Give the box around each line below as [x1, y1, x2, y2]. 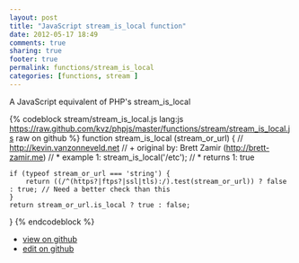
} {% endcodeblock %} [9, 216, 95, 227]
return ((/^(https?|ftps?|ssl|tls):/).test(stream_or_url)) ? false [25, 177, 287, 186]
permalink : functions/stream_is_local [9, 64, 154, 73]
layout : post [9, 13, 58, 22]
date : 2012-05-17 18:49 [9, 30, 99, 39]
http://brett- [225, 142, 270, 153]
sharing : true [9, 47, 63, 56]
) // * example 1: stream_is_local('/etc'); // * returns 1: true [42, 152, 255, 162]
